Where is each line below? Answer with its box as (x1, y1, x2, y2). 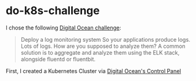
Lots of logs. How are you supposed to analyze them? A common (20, 42, 186, 50)
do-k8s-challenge (6, 4, 100, 18)
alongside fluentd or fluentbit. (20, 55, 96, 63)
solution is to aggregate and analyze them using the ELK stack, (20, 48, 180, 56)
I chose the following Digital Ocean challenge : (6, 24, 122, 31)
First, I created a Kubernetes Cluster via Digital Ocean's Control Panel (6, 67, 181, 74)
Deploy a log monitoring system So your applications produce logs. (20, 36, 190, 43)
